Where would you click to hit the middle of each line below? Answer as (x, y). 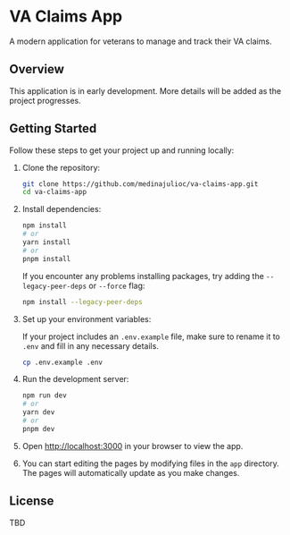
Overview (37, 69)
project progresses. (46, 100)
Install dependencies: (62, 209)
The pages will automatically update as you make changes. (131, 472)
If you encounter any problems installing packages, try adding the (143, 276)
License (32, 501)
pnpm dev (38, 429)
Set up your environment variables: (87, 318)
